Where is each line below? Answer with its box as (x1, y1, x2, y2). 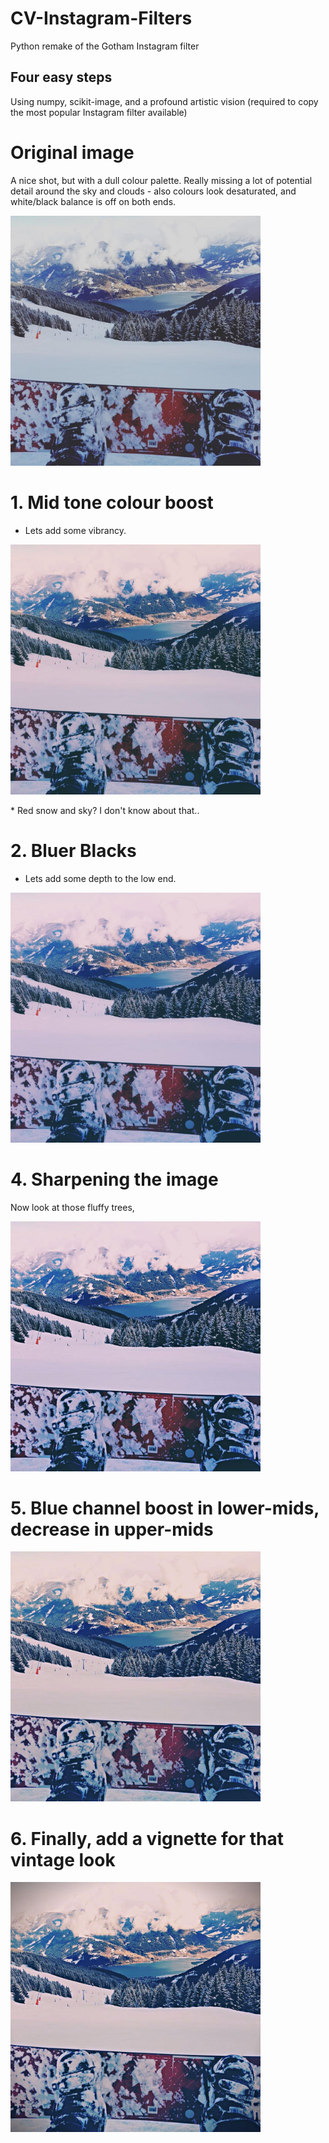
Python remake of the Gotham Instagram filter (10, 40, 200, 52)
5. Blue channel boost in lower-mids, (10, 1497, 320, 1519)
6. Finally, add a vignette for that (10, 1827, 285, 1850)
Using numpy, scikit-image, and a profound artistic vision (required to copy (10, 95, 319, 107)
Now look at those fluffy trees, (10, 1201, 135, 1213)
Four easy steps (10, 69, 113, 86)
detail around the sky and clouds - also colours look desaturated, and (10, 185, 297, 197)
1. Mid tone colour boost (10, 491, 214, 514)
